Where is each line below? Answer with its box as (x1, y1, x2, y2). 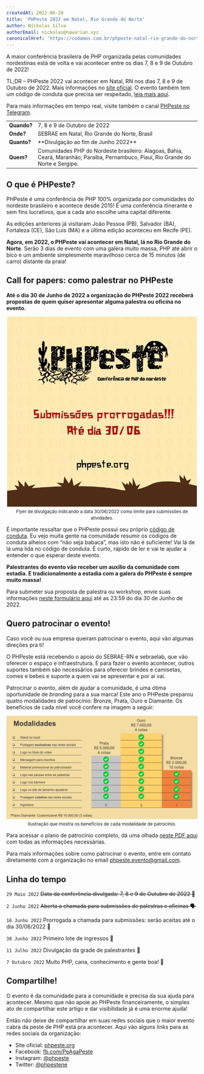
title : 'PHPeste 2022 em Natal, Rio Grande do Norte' (6, 16, 146, 23)
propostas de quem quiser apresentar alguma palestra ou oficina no (6, 298, 182, 305)
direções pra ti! (6, 641, 44, 648)
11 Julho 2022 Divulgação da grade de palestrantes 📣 (6, 946, 141, 954)
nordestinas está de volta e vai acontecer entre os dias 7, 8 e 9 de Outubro (6, 60, 193, 67)
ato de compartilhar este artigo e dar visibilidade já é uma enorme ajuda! (6, 1005, 188, 1012)
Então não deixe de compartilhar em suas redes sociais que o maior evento (6, 1016, 195, 1024)
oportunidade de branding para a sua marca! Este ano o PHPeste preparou (6, 690, 193, 698)
